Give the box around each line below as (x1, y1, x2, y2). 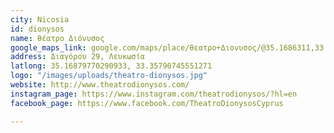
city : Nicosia (10, 14, 70, 25)
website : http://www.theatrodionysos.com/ (10, 80, 190, 90)
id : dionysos (10, 24, 65, 34)
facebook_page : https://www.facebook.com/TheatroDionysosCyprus (10, 98, 284, 108)
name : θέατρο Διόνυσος (10, 33, 105, 43)
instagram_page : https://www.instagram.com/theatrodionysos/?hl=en (10, 89, 298, 99)
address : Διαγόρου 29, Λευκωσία (10, 52, 145, 62)
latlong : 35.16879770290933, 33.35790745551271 (10, 61, 213, 71)
